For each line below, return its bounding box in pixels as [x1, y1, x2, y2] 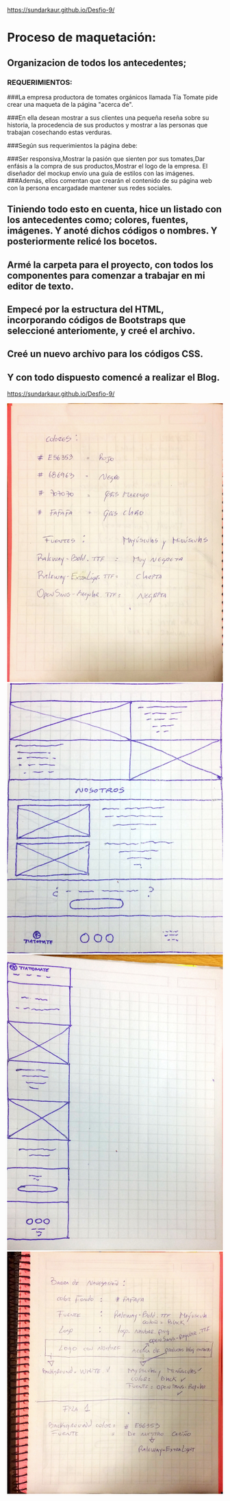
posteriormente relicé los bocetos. [7, 236, 157, 247]
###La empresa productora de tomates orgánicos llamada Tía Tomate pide [7, 92, 218, 101]
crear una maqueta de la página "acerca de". [7, 100, 133, 108]
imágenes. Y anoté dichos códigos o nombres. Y [7, 225, 218, 237]
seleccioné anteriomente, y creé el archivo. [7, 325, 196, 337]
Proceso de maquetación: [7, 30, 156, 45]
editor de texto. [7, 280, 74, 292]
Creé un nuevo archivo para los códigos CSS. [7, 349, 203, 360]
